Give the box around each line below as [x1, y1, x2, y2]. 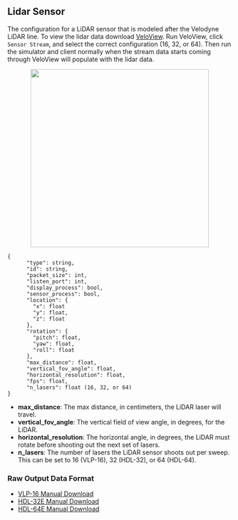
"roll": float [33, 346, 75, 353]
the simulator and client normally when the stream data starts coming [7, 47, 212, 56]
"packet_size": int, [26, 271, 88, 279]
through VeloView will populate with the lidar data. [7, 55, 155, 63]
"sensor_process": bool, [26, 290, 100, 298]
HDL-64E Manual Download [17, 505, 100, 514]
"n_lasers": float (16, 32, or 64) [26, 384, 133, 391]
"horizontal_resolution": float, [26, 371, 126, 378]
